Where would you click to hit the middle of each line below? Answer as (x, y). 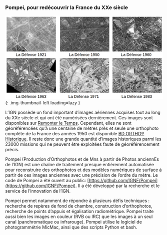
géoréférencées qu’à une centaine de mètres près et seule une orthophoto (82, 128)
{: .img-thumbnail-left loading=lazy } (43, 103)
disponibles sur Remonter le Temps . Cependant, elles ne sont (68, 123)
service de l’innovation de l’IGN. (38, 191)
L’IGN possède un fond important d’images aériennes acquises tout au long (83, 112)
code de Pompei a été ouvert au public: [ (47, 180)
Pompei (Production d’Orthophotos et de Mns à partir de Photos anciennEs (82, 159)
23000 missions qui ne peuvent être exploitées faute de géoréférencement (82, 144)
